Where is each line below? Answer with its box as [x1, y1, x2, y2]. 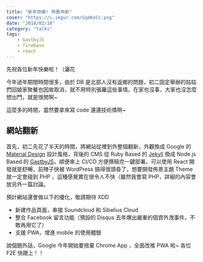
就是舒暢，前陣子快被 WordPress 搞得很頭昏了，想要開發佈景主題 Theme [11, 165, 193, 173]
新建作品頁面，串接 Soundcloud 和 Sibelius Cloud [14, 206, 139, 213]
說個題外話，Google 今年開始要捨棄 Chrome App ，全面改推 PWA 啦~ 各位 [6, 241, 192, 249]
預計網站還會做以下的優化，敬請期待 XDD [6, 193, 109, 200]
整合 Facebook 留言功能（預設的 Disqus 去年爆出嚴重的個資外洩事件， [14, 214, 190, 221]
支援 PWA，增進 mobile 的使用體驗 [14, 229, 101, 236]
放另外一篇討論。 [6, 181, 49, 188]
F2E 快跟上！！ [6, 249, 44, 257]
